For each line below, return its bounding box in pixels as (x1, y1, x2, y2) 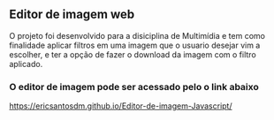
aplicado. (9, 58, 43, 69)
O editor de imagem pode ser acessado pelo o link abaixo (9, 80, 259, 93)
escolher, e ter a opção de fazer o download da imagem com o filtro (9, 49, 256, 60)
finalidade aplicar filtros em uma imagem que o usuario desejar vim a (9, 40, 261, 50)
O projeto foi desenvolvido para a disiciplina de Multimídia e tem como (9, 30, 265, 41)
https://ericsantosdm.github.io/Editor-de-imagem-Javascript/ (9, 101, 232, 111)
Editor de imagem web (9, 7, 135, 22)
